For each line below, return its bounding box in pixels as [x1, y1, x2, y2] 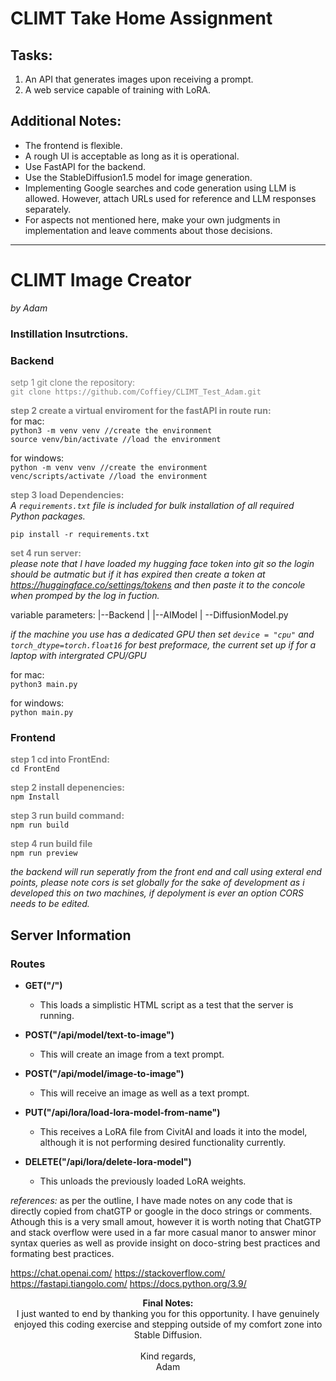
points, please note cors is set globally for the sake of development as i [10, 877, 305, 889]
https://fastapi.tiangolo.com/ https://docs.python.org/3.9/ [10, 1277, 247, 1289]
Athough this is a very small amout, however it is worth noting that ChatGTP [10, 1215, 322, 1227]
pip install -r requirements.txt [10, 529, 150, 539]
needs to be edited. [10, 898, 90, 910]
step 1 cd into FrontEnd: [10, 753, 110, 766]
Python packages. [10, 510, 86, 522]
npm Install [10, 792, 60, 802]
